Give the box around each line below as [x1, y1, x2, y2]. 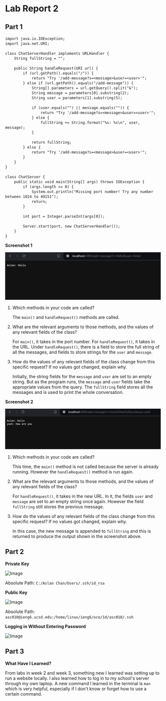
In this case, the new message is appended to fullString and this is [12, 528, 151, 534]
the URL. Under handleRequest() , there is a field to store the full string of [12, 344, 160, 350]
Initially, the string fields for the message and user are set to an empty [12, 374, 152, 380]
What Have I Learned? [5, 660, 52, 666]
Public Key [5, 589, 28, 595]
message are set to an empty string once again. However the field [12, 498, 144, 504]
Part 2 [5, 547, 24, 556]
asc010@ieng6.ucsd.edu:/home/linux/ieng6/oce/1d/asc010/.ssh [5, 615, 134, 620]
